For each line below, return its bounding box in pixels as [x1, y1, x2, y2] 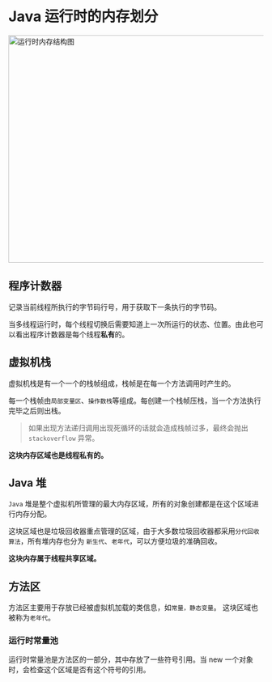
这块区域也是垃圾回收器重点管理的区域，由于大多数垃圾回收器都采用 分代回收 [8, 527, 260, 536]
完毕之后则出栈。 [8, 405, 66, 415]
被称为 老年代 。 [8, 612, 55, 623]
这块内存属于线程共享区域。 [8, 553, 101, 563]
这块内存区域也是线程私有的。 [8, 450, 108, 460]
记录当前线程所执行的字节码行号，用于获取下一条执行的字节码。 [8, 302, 221, 311]
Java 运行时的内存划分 [8, 7, 159, 26]
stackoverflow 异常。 [28, 433, 100, 443]
